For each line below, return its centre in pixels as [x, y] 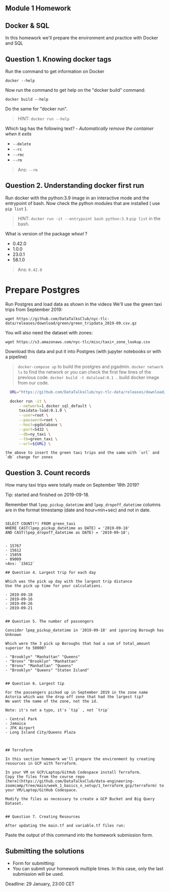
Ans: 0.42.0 [30, 269]
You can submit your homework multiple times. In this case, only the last [88, 869]
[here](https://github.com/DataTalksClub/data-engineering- [70, 781]
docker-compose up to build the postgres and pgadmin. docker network [90, 366]
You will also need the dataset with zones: [49, 332]
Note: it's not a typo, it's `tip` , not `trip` [57, 710]
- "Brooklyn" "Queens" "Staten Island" [47, 670]
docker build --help [27, 99]
